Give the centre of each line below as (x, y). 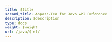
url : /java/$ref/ (23, 32)
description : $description (32, 18)
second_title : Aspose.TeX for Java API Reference (56, 14)
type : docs (16, 23)
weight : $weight (21, 28)
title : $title (19, 9)
